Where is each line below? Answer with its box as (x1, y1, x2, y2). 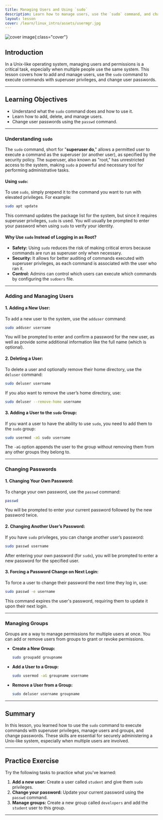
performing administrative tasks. (5, 167, 70, 173)
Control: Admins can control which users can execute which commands (12, 271, 157, 277)
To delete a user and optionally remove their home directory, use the (5, 366, 142, 372)
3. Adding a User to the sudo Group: (5, 410, 77, 415)
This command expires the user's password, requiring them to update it (5, 598, 148, 604)
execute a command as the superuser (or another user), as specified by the (5, 152, 156, 157)
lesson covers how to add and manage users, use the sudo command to (5, 72, 148, 78)
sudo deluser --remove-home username (5, 399, 81, 404)
